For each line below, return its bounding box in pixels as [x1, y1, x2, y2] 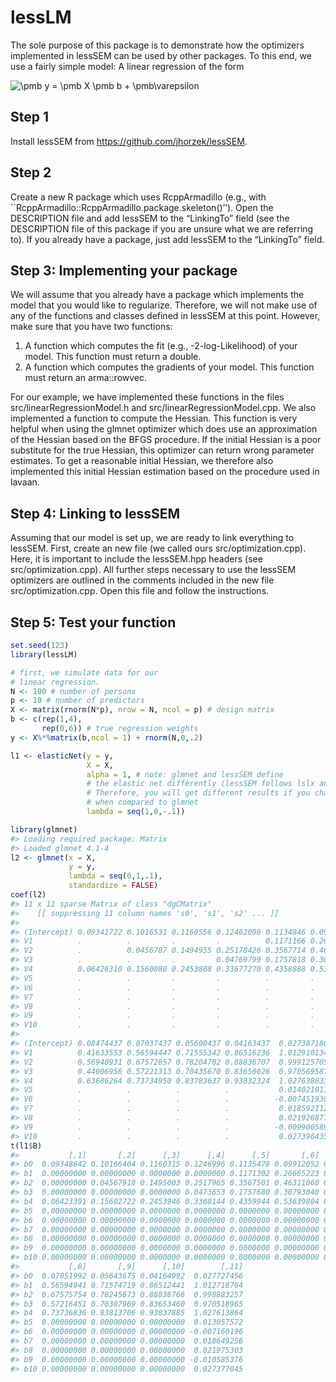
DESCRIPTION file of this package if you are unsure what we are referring [10, 222, 314, 235]
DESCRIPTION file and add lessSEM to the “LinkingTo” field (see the [10, 212, 290, 224]
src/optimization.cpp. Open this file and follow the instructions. [10, 585, 270, 597]
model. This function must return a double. [24, 351, 202, 363]
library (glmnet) [10, 824, 78, 835]
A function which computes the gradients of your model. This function [24, 361, 315, 373]
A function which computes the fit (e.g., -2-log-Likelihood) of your [24, 340, 298, 352]
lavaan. [10, 476, 40, 488]
